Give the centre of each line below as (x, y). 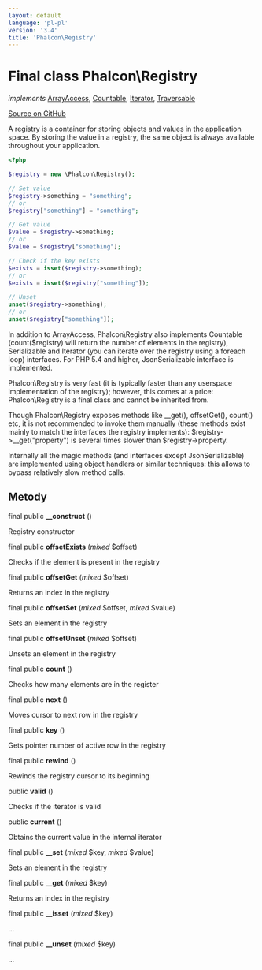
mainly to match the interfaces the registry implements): (99, 431)
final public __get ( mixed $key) (58, 882)
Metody (28, 497)
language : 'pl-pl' (38, 23)
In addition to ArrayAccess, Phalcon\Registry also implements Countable (125, 334)
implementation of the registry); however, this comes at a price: (111, 391)
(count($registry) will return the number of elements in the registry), (118, 342)
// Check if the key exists (54, 261)
